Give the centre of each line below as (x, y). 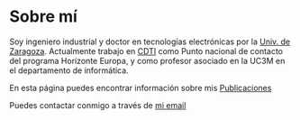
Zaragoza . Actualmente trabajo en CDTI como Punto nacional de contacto (146, 51)
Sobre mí (44, 17)
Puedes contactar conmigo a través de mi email (98, 105)
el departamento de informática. (69, 70)
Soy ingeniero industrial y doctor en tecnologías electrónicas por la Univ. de (150, 42)
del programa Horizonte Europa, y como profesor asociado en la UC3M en (147, 60)
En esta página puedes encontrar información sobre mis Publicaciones (141, 88)
